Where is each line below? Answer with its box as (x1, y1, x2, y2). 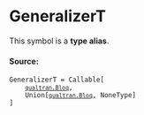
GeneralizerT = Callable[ (9, 75, 104, 85)
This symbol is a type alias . (9, 35, 110, 46)
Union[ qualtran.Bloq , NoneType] (25, 91, 137, 100)
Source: (9, 56, 40, 66)
